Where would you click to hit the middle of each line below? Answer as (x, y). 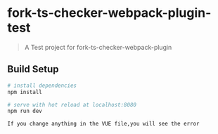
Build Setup (33, 69)
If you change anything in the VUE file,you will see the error (103, 124)
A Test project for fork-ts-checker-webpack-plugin (98, 47)
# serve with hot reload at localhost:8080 (72, 105)
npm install (25, 92)
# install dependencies (42, 86)
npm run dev (25, 111)
